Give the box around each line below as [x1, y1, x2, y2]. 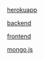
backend [7, 19, 32, 27]
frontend [7, 32, 32, 40]
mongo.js [7, 46, 33, 53]
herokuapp [7, 6, 37, 14]
